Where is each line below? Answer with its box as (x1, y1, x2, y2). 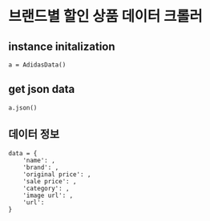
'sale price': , (22, 177, 78, 185)
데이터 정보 (8, 127, 60, 141)
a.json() (8, 103, 38, 112)
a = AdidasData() (8, 61, 67, 69)
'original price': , (22, 170, 91, 179)
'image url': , (22, 191, 74, 199)
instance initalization (8, 39, 115, 53)
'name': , (22, 156, 56, 164)
